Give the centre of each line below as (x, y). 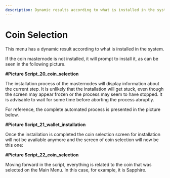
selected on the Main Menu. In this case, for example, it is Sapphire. (76, 170)
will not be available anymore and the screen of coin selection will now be (82, 140)
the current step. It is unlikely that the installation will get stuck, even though (84, 89)
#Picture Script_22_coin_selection (42, 155)
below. (12, 114)
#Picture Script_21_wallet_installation (46, 125)
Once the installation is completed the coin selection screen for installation (83, 134)
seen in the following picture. (35, 64)
